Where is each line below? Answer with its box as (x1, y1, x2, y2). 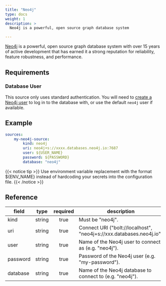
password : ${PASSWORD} (23, 155, 70, 160)
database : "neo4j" (23, 159, 61, 164)
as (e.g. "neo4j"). (79, 245, 119, 251)
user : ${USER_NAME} (23, 150, 63, 155)
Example (5, 119, 33, 127)
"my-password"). (79, 258, 120, 265)
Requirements (5, 68, 49, 76)
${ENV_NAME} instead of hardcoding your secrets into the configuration (5, 174, 153, 179)
